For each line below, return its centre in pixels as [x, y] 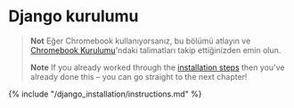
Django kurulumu [73, 16]
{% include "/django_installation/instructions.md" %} [105, 94]
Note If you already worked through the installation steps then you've [157, 67]
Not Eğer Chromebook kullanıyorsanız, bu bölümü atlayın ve [140, 41]
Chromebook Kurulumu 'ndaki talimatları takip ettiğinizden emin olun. [155, 50]
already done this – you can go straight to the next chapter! [139, 76]
